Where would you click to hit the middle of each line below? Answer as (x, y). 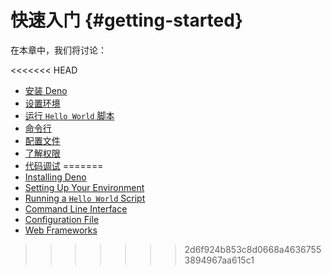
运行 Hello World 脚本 (69, 115)
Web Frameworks (61, 230)
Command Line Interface (76, 208)
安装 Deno (46, 90)
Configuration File (62, 219)
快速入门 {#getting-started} (127, 20)
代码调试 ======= (64, 165)
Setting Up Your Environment (84, 187)
